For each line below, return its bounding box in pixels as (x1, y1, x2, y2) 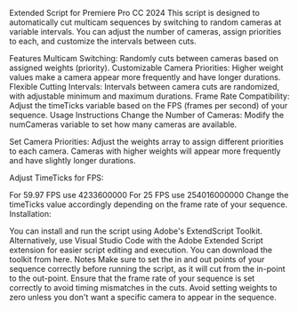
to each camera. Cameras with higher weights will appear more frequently (9, 146, 281, 156)
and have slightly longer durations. (9, 155, 136, 165)
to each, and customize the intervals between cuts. (9, 36, 197, 46)
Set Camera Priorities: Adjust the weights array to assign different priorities (9, 137, 285, 147)
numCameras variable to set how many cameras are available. (9, 119, 238, 130)
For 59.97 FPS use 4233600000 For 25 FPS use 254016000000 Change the (9, 190, 289, 200)
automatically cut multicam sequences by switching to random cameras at (9, 17, 282, 28)
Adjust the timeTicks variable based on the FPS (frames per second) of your (9, 100, 288, 110)
